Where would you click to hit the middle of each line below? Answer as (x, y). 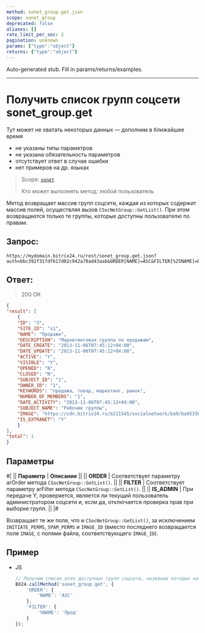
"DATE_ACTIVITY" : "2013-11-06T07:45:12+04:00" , (79, 402)
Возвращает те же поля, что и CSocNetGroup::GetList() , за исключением (101, 520)
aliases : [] (21, 29)
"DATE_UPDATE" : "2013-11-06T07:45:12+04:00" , (76, 351)
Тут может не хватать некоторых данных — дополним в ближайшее (95, 130)
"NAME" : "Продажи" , (42, 334)
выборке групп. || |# (33, 509)
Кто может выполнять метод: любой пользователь (88, 191)
